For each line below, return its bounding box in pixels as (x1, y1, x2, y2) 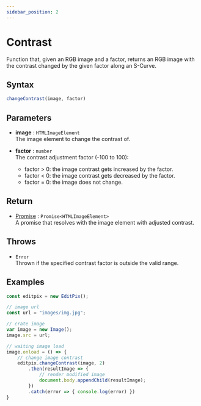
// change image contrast (17, 355, 84, 361)
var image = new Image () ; (6, 327, 72, 333)
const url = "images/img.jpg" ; (6, 310, 86, 316)
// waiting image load (6, 343, 64, 349)
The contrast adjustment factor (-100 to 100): (15, 154, 129, 161)
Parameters (6, 112, 52, 123)
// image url (6, 304, 40, 310)
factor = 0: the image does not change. (24, 178, 123, 186)
